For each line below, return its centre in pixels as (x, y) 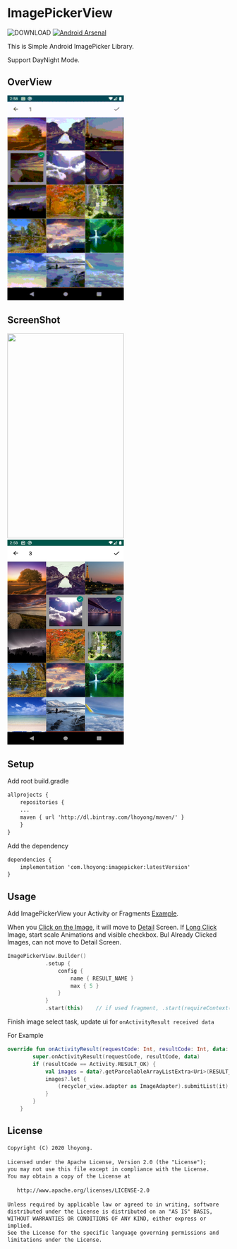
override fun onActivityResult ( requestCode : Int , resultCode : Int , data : (118, 1049)
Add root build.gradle (38, 781)
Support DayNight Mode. (43, 60)
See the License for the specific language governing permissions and (113, 1233)
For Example (25, 1036)
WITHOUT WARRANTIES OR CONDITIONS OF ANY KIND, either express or (107, 1219)
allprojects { (28, 795)
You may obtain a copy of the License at (69, 1176)
